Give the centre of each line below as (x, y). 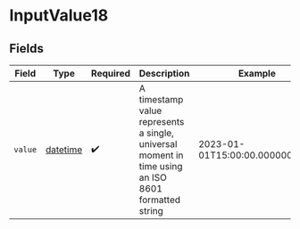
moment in (161, 155)
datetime (64, 150)
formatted (160, 200)
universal (158, 144)
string (151, 211)
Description (164, 74)
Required (111, 74)
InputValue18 (59, 16)
